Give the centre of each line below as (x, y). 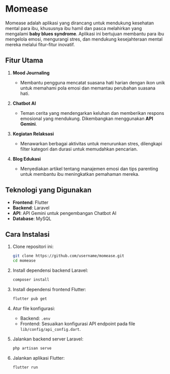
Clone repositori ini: (33, 246)
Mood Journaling (31, 73)
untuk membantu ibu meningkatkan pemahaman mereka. (80, 174)
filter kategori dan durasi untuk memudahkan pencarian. (79, 149)
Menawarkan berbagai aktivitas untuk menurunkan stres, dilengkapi (91, 143)
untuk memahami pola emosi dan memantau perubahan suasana (88, 88)
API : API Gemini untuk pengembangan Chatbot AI (64, 213)
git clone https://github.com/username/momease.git (68, 256)
